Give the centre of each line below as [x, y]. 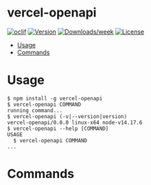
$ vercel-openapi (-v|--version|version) [67, 116]
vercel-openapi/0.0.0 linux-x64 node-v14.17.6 [75, 122]
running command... [35, 110]
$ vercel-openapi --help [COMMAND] [58, 129]
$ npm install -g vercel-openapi [55, 98]
